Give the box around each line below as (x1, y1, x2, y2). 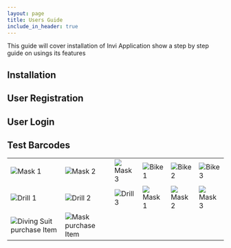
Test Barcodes (7, 139, 71, 151)
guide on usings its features (7, 49, 86, 57)
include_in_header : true (7, 23, 78, 30)
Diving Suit (17, 216, 53, 226)
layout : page (7, 10, 45, 17)
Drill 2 (71, 194, 91, 203)
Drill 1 (17, 194, 37, 203)
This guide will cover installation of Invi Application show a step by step (7, 42, 210, 50)
